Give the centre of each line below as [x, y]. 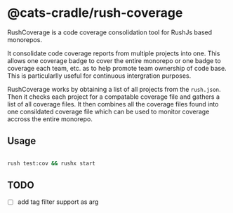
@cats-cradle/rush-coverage [95, 13]
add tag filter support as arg [58, 202]
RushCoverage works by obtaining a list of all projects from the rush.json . [114, 89]
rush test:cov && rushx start [52, 163]
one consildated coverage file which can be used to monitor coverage [108, 111]
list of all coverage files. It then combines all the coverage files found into [113, 104]
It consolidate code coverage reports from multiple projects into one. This [114, 53]
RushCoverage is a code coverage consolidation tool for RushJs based [110, 32]
